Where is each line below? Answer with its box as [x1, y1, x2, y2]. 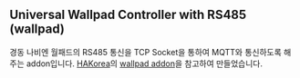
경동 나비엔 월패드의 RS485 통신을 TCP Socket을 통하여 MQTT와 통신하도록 [9, 46, 283, 57]
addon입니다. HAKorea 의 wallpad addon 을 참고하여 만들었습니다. [26, 58, 263, 69]
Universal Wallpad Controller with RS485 [9, 7, 247, 23]
